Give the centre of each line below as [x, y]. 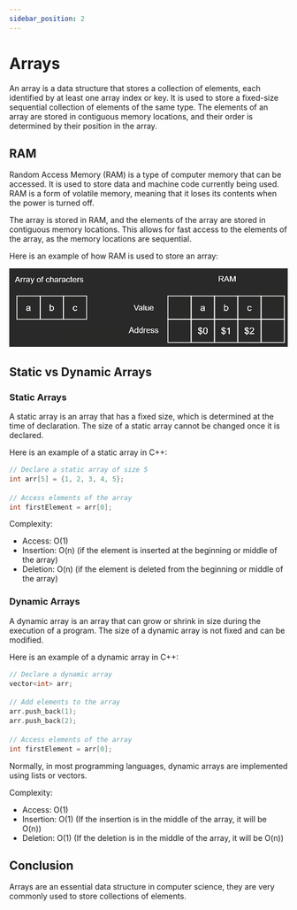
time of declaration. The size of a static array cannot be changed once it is [145, 426]
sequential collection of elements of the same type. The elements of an [139, 107]
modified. [27, 640]
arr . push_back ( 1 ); [43, 712]
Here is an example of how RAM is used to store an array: [114, 256]
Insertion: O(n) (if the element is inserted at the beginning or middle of [149, 551]
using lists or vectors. [48, 775]
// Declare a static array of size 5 [79, 470]
